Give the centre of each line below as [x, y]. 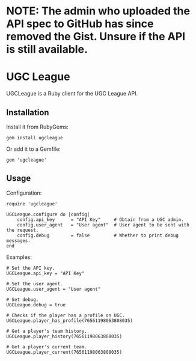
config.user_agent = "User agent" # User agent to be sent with [103, 225]
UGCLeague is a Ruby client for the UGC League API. [72, 94]
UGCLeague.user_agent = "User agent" [54, 289]
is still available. [47, 50]
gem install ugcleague [35, 138]
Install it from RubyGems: [38, 127]
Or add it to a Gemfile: [34, 149]
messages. [19, 241]
